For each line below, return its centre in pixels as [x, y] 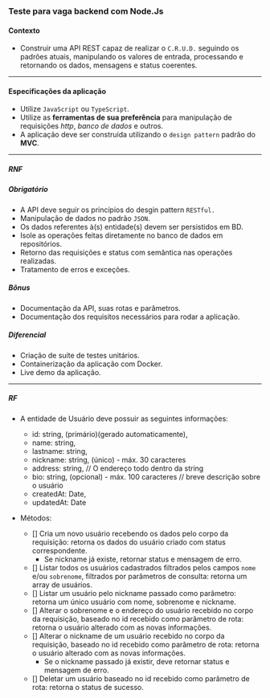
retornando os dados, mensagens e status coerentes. [108, 65]
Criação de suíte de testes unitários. [80, 355]
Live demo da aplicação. [61, 372]
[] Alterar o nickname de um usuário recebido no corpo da [128, 635]
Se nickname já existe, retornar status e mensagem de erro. [143, 559]
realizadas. [38, 261]
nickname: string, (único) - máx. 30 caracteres [109, 459]
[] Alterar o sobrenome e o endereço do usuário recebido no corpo [143, 610]
